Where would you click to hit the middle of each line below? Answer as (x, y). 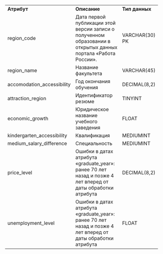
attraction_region (27, 98)
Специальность (94, 143)
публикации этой (96, 23)
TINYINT (132, 98)
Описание (88, 9)
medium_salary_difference (37, 143)
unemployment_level (31, 223)
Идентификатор (94, 95)
